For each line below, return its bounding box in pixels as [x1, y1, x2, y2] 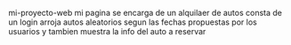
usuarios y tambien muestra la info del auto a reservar [8, 26, 206, 36]
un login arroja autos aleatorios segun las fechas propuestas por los [8, 17, 257, 27]
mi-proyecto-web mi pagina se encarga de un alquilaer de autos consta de [8, 8, 282, 18]
